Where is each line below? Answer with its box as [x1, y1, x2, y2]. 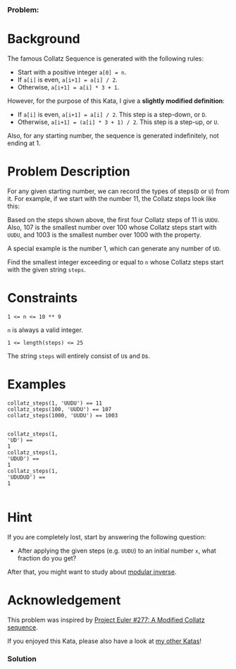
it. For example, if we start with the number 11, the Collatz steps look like [7, 194, 216, 202]
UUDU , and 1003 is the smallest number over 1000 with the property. [7, 231, 202, 239]
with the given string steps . [7, 265, 86, 274]
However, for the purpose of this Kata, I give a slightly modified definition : [7, 97, 225, 105]
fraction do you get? [17, 553, 77, 562]
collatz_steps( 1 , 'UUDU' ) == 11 [7, 400, 102, 407]
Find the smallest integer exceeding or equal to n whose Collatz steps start [7, 257, 224, 266]
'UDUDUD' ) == [7, 474, 46, 481]
